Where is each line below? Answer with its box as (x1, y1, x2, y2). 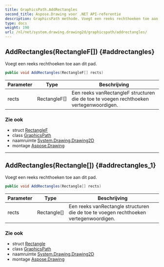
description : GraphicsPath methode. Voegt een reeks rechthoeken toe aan (5, 16, 159, 21)
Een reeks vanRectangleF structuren (71, 89, 155, 96)
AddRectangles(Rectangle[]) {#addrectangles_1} (5, 161, 156, 170)
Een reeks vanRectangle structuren (68, 203, 149, 210)
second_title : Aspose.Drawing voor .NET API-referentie (5, 12, 121, 17)
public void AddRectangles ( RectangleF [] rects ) (5, 70, 104, 75)
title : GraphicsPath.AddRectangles (5, 7, 78, 12)
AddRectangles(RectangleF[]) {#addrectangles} (5, 48, 155, 56)
